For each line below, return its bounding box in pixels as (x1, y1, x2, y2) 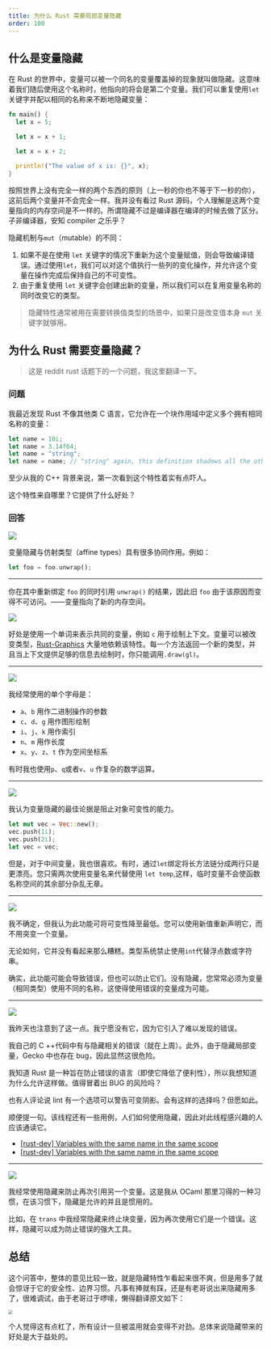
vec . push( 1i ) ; (8, 828, 56, 836)
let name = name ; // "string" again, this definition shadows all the (8, 458, 251, 466)
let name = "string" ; (8, 450, 81, 458)
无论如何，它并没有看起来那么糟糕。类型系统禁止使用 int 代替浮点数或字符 (8, 945, 252, 955)
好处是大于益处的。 (8, 1331, 73, 1341)
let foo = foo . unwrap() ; (8, 564, 92, 572)
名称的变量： (8, 418, 51, 429)
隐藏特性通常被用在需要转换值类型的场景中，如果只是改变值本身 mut (27, 307, 254, 317)
